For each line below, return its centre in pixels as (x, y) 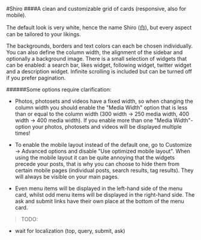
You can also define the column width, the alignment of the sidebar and (94, 52)
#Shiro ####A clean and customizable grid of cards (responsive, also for (96, 9)
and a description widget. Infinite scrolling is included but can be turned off (99, 71)
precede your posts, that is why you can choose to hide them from (97, 164)
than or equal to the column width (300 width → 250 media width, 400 (102, 114)
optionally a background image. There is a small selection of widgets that (97, 59)
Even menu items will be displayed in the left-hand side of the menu (99, 188)
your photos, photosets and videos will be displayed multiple (107, 127)
